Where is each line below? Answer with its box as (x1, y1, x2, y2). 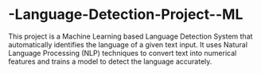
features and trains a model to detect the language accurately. (8, 57, 212, 66)
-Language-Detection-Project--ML (8, 6, 243, 24)
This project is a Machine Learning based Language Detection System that (8, 31, 253, 41)
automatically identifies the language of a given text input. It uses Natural (8, 39, 248, 49)
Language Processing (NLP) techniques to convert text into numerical (8, 48, 237, 57)
